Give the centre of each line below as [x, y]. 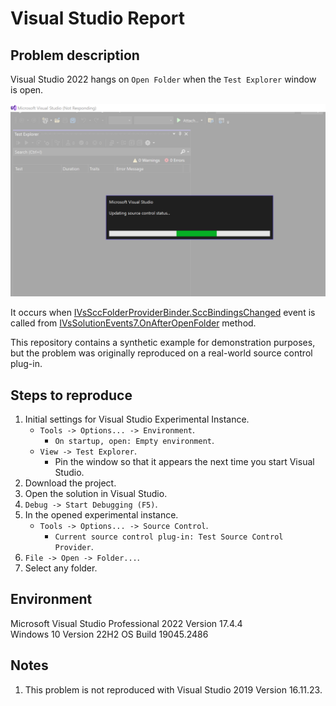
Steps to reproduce [71, 395]
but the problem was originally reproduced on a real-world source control [161, 353]
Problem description [75, 55]
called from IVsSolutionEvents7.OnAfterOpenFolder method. [133, 323]
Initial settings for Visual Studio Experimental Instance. [137, 419]
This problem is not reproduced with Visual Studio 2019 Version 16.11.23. [173, 689]
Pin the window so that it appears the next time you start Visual [184, 461]
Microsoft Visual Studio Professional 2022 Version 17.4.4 [126, 623]
